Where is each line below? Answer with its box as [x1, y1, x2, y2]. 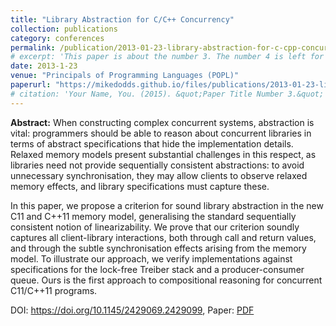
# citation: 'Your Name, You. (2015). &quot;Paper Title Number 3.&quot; [10, 89, 325, 99]
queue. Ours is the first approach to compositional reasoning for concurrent [10, 274, 323, 286]
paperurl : [10, 80, 52, 90]
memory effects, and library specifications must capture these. [10, 180, 270, 192]
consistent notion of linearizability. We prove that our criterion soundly [10, 221, 300, 233]
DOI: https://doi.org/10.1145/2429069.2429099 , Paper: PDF [10, 304, 255, 316]
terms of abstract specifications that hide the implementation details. [10, 137, 294, 150]
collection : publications [10, 24, 118, 34]
